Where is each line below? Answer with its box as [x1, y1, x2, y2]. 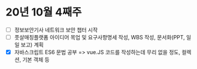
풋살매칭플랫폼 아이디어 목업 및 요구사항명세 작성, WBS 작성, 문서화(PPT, [14, 34, 185, 40]
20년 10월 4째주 [5, 5, 82, 19]
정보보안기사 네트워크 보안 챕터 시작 [14, 26, 98, 33]
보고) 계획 [20, 41, 44, 48]
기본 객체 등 [22, 56, 50, 63]
